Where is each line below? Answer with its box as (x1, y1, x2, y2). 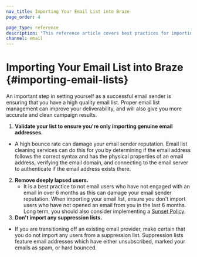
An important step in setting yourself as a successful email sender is (6, 93, 171, 100)
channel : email (6, 36, 43, 42)
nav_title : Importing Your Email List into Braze (6, 8, 130, 15)
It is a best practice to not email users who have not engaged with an (23, 183, 191, 190)
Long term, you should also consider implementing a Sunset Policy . (23, 208, 186, 215)
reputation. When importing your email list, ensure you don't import (23, 195, 186, 202)
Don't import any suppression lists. (14, 214, 103, 221)
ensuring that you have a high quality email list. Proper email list (6, 99, 160, 106)
